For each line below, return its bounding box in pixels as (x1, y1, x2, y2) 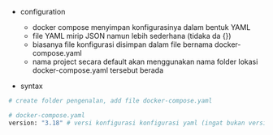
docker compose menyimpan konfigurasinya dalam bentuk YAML (32, 23, 251, 32)
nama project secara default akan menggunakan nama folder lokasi (32, 57, 258, 66)
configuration (19, 7, 66, 16)
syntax (19, 81, 43, 91)
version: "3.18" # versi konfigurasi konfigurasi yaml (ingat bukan (8, 119, 245, 127)
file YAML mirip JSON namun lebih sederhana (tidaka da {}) (32, 32, 232, 40)
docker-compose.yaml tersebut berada (32, 65, 164, 75)
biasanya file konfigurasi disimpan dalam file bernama (32, 40, 213, 49)
